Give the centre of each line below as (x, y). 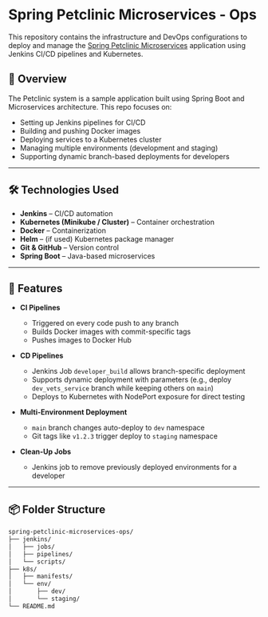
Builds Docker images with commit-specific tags (111, 332)
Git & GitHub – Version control (69, 247)
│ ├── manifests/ (41, 577)
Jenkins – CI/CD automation (66, 213)
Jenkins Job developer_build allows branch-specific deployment (138, 371)
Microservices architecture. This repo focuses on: (90, 106)
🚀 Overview (37, 79)
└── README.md (32, 606)
